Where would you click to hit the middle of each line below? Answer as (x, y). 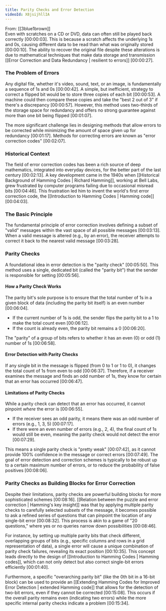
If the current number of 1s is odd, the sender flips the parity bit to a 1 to (86, 318)
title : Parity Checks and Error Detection (50, 10)
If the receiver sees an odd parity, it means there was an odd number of (85, 419)
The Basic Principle (29, 214)
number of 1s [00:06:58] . (30, 343)
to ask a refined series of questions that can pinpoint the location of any (79, 515)
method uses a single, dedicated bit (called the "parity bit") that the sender (82, 270)
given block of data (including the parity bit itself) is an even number (75, 303)
